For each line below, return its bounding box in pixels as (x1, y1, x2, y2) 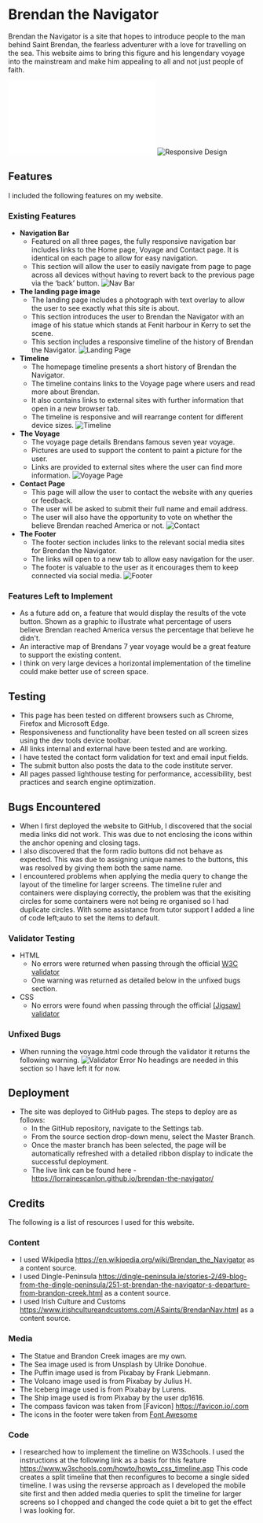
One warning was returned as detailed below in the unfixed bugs (31, 975, 241, 985)
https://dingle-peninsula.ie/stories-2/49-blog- (98, 1272, 247, 1281)
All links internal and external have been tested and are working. (19, 744, 228, 754)
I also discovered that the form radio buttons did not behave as (19, 846, 224, 855)
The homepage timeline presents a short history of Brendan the (31, 362, 237, 371)
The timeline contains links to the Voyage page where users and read (31, 379, 256, 389)
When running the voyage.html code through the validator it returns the (19, 1046, 250, 1056)
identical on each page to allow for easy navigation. (31, 253, 199, 263)
